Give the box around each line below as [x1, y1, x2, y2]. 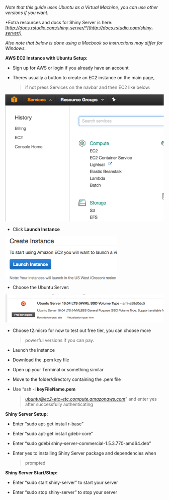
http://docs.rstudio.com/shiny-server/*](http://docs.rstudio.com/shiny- [7, 25, 154, 31]
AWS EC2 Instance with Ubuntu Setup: [5, 55, 88, 61]
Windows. [5, 45, 26, 51]
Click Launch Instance [12, 227, 60, 233]
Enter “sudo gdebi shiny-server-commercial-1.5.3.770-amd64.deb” [12, 440, 151, 446]
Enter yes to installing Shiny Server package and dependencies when [12, 450, 157, 456]
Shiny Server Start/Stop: [5, 469, 58, 476]
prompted [25, 460, 46, 466]
